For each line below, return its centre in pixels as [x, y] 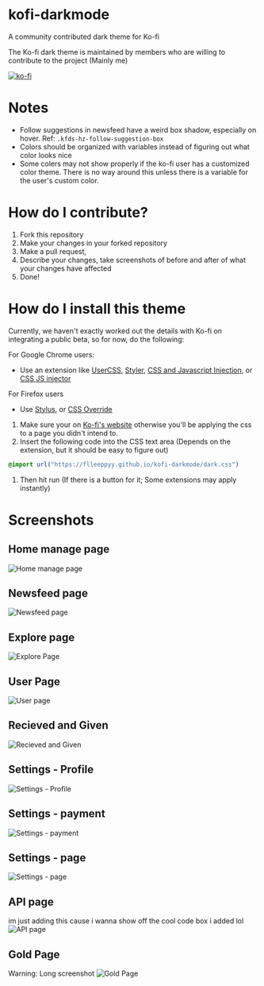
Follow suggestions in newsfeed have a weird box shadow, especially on [138, 129]
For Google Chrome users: [52, 354]
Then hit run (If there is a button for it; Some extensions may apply [128, 480]
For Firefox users [36, 394]
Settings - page [47, 858]
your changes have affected [65, 268]
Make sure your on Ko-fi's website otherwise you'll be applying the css [136, 424]
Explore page [42, 637]
